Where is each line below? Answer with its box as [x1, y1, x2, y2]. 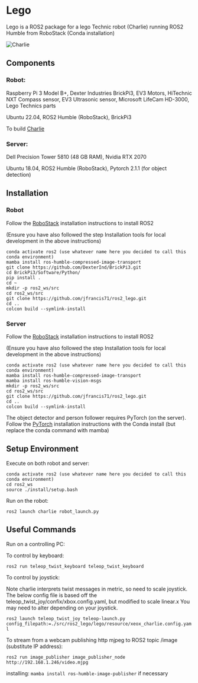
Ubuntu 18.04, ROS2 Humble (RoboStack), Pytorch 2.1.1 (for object [6, 164, 167, 172]
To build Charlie [6, 125, 45, 132]
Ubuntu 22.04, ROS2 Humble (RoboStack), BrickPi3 [6, 113, 132, 120]
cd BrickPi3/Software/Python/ [6, 269, 81, 276]
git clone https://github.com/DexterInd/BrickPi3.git [6, 264, 142, 270]
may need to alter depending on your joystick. [6, 604, 118, 611]
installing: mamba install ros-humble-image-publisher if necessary [6, 669, 168, 676]
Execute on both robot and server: [6, 459, 90, 467]
